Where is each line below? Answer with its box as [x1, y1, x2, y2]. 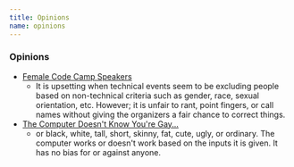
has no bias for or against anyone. [35, 146, 162, 157]
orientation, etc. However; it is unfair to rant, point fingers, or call [35, 99, 274, 110]
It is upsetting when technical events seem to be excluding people [35, 80, 280, 91]
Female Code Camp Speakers [21, 71, 132, 81]
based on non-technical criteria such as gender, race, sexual [35, 90, 259, 101]
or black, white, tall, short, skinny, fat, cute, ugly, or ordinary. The [35, 128, 275, 138]
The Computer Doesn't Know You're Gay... [21, 118, 179, 129]
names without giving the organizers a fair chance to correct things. [35, 109, 286, 120]
